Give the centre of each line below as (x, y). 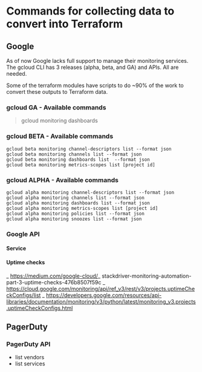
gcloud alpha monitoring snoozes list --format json (74, 219)
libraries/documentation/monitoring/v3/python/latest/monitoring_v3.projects (101, 301)
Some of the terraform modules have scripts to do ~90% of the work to (95, 85)
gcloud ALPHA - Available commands (63, 180)
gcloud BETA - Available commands (60, 136)
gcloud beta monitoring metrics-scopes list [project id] (81, 165)
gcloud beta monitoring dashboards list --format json (78, 159)
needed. (17, 73)
